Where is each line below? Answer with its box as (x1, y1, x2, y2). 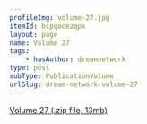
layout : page (9, 30, 58, 39)
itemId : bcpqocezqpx (9, 22, 87, 31)
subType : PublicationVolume (9, 72, 115, 81)
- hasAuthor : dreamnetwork (25, 55, 126, 64)
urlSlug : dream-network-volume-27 (9, 80, 139, 89)
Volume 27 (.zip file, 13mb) (9, 104, 108, 115)
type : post (9, 64, 50, 73)
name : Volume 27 (9, 38, 70, 48)
